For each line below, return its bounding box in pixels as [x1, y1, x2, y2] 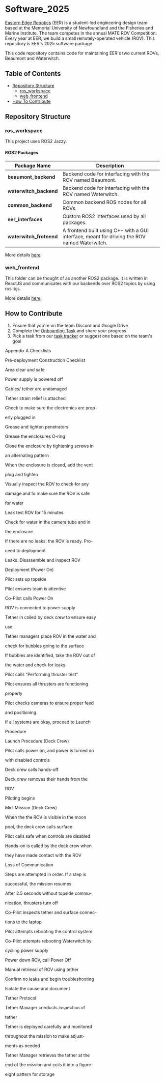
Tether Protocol [5, 995, 37, 1001]
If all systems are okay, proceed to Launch [5, 719, 91, 725]
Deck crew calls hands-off [5, 767, 59, 772]
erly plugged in [5, 414, 36, 420]
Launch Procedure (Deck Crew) [5, 738, 69, 744]
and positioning [5, 709, 37, 715]
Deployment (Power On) [5, 567, 54, 572]
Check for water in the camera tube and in [5, 519, 91, 525]
